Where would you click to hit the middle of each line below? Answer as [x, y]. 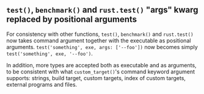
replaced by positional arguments [72, 20]
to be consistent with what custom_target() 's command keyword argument [101, 72]
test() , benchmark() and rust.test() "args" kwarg [102, 10]
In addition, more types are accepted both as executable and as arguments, [101, 65]
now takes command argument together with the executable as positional [99, 40]
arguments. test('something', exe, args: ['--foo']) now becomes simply [102, 47]
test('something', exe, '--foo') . [49, 53]
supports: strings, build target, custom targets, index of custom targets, [96, 78]
